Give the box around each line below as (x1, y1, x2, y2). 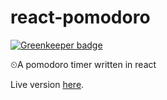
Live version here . (10, 78, 85, 90)
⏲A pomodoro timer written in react (10, 58, 157, 70)
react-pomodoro (10, 6, 151, 29)
